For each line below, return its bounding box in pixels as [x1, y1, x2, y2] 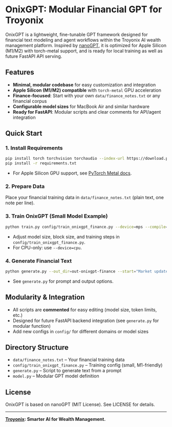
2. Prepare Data [5, 183, 45, 190]
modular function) [12, 323, 51, 329]
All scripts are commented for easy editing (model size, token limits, [12, 306, 157, 313]
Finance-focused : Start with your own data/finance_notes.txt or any [12, 92, 160, 98]
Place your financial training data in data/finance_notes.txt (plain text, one [5, 195, 164, 201]
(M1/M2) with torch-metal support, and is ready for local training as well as [5, 48, 163, 54]
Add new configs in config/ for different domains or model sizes [12, 328, 149, 334]
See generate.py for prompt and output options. [12, 278, 114, 284]
